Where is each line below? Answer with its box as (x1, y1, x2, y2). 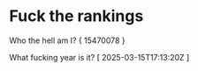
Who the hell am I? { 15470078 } (9, 35, 126, 46)
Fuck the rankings (9, 6, 144, 26)
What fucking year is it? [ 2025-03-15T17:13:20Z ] (9, 52, 190, 62)
